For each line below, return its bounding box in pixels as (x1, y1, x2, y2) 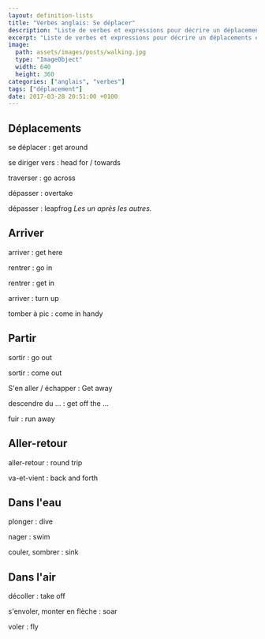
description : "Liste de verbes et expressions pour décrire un (8, 26, 221, 34)
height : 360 (15, 70, 55, 78)
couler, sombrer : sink (8, 547, 79, 557)
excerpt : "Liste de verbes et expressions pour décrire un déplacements (8, 33, 252, 42)
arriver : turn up (8, 293, 59, 303)
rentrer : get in (8, 278, 55, 288)
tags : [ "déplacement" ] (8, 85, 83, 93)
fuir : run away (8, 414, 55, 423)
